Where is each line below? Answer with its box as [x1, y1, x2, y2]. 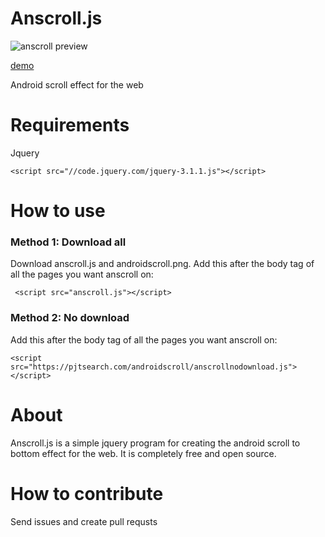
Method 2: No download [10, 311, 130, 325]
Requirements [10, 114, 130, 137]
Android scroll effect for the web [10, 78, 144, 91]
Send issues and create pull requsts [10, 515, 158, 527]
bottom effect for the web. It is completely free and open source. [10, 447, 277, 459]
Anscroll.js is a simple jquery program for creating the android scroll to [10, 437, 301, 449]
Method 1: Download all [10, 235, 127, 249]
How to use [10, 200, 106, 222]
